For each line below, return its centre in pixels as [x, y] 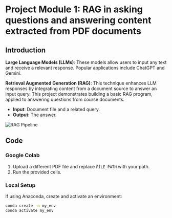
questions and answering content [78, 20]
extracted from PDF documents [73, 31]
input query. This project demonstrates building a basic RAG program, [79, 94]
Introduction [26, 50]
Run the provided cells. [37, 172]
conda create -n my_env [31, 206]
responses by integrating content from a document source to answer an [81, 89]
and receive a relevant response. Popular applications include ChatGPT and [85, 68]
